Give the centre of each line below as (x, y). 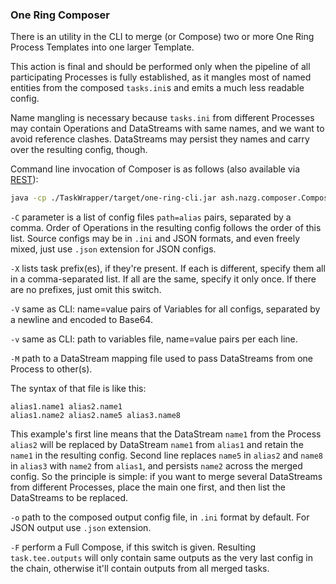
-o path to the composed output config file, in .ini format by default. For (160, 517)
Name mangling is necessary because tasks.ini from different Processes (162, 118)
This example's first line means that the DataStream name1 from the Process (166, 434)
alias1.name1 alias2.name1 (66, 407)
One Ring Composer (60, 15)
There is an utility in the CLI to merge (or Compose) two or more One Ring (162, 37)
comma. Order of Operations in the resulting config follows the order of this (166, 228)
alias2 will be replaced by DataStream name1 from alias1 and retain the (157, 445)
